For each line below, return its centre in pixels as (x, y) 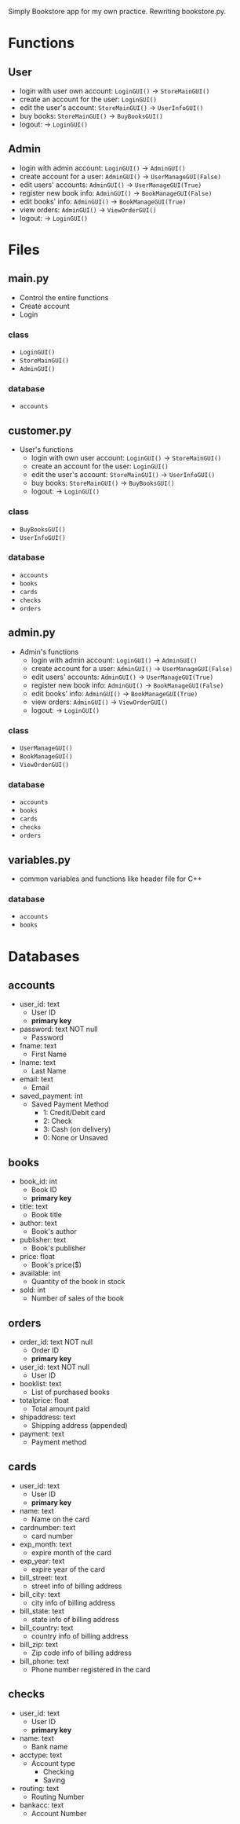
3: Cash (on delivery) (77, 1129)
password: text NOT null (58, 1029)
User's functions (46, 450)
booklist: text (40, 1383)
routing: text (39, 1788)
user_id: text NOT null (55, 1367)
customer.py (40, 430)
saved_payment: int (51, 1096)
